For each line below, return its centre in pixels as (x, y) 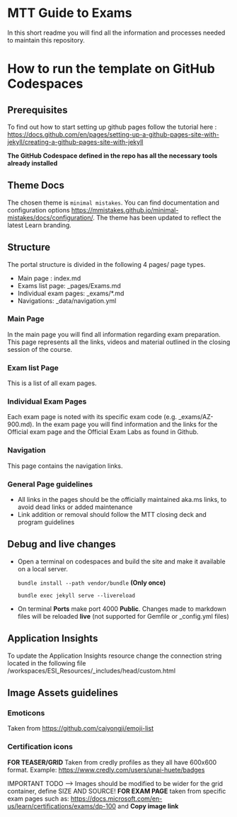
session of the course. (40, 349)
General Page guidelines (50, 484)
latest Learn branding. (40, 225)
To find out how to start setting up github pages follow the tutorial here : (112, 127)
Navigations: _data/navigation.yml (67, 301)
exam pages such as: (38, 799)
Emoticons (26, 713)
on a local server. (43, 569)
